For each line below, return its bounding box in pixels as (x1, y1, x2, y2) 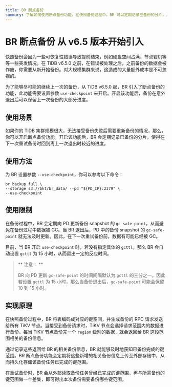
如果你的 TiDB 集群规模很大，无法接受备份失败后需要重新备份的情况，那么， (5, 127, 166, 134)
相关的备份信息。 (9, 335, 46, 341)
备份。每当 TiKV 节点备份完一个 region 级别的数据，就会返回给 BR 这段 (9, 329, 160, 335)
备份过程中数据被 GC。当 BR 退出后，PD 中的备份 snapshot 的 (14, 226, 145, 233)
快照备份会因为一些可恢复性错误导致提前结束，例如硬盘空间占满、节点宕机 (5, 54, 162, 60)
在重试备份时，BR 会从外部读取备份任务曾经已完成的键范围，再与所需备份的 (5, 370, 165, 376)
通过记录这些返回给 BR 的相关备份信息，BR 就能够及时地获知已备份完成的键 (5, 346, 165, 352)
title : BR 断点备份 (5, 7, 44, 13)
